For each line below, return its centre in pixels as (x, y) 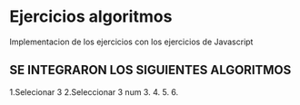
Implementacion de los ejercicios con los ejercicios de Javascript (131, 42)
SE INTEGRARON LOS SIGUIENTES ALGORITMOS (150, 70)
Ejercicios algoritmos (91, 17)
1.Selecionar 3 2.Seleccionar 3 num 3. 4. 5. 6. (94, 91)
